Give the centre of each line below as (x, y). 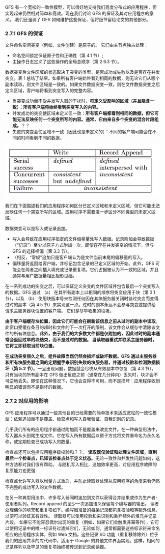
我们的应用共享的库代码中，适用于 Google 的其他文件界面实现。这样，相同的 (82, 540)
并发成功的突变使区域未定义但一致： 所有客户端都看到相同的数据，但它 (83, 113)
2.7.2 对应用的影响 (27, 401)
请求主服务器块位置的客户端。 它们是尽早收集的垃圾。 (59, 311)
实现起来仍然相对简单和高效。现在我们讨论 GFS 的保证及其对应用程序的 (77, 13)
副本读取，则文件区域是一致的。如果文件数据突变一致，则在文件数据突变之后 (82, 85)
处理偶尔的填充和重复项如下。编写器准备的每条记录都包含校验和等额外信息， (82, 510)
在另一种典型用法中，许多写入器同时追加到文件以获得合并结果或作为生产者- (82, 497)
